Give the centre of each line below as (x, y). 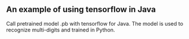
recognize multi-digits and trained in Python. (61, 30)
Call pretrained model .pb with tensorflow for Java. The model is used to (95, 23)
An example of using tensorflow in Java (81, 10)
